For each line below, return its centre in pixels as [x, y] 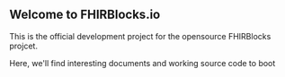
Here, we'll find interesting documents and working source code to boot [142, 63]
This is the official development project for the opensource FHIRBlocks [140, 36]
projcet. [24, 46]
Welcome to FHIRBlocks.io [85, 15]
